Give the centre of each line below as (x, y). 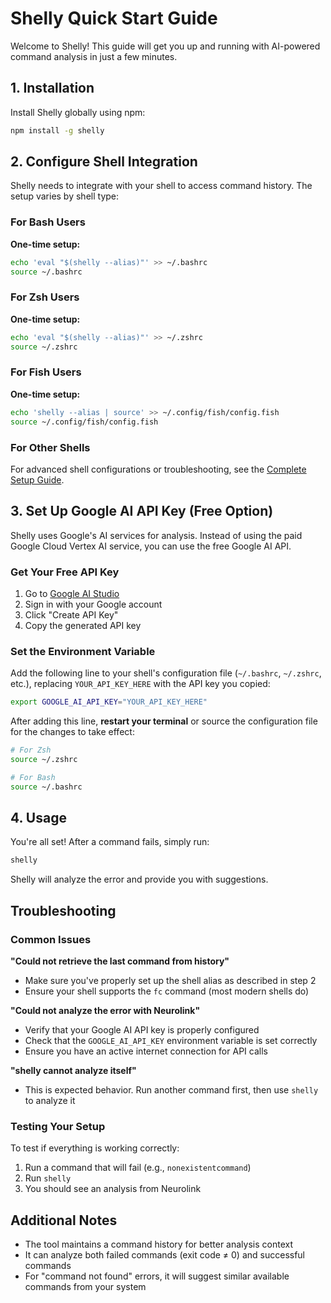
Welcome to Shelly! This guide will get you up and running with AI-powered (165, 46)
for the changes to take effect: (72, 732)
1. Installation (52, 88)
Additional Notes (64, 1220)
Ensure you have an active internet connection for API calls (146, 1051)
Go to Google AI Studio (72, 593)
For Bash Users (48, 222)
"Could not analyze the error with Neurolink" (105, 1011)
